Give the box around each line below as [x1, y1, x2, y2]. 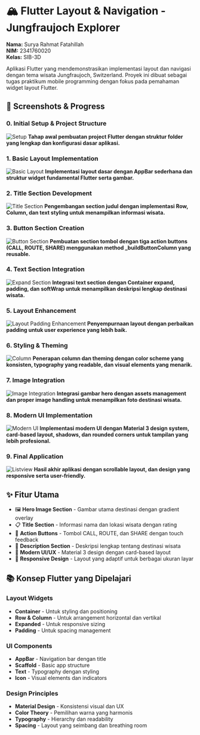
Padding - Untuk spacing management [14, 627, 111, 634]
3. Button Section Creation [6, 224, 85, 233]
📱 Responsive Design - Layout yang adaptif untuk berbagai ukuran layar [14, 555, 194, 562]
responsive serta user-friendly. [6, 472, 86, 480]
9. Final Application [6, 452, 64, 460]
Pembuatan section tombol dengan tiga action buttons [50, 237, 188, 245]
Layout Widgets [6, 594, 53, 602]
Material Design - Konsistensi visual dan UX [14, 703, 124, 710]
